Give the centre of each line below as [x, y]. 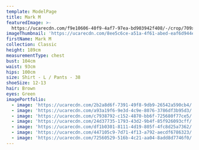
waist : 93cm [21, 66]
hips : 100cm [21, 72]
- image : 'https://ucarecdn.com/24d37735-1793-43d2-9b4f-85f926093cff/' [103, 122]
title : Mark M [24, 17]
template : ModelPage [32, 12]
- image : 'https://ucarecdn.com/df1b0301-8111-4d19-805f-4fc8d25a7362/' [103, 127]
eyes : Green [21, 94]
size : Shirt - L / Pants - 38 [44, 77]
